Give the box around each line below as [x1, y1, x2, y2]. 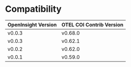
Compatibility [5, 3, 62, 15]
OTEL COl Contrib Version [61, 21, 124, 28]
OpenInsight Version [7, 21, 57, 28]
